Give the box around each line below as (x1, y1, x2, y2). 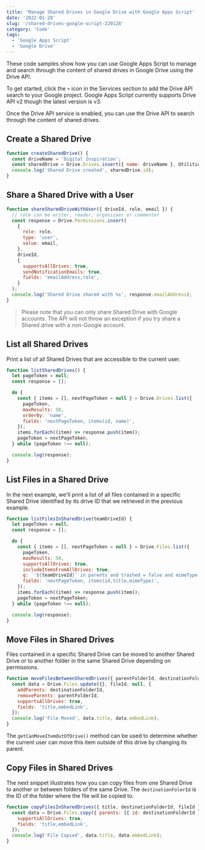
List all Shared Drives (6, 339, 88, 350)
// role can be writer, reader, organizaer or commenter (12, 212, 160, 218)
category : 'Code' (6, 26, 51, 32)
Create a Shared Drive (6, 134, 92, 145)
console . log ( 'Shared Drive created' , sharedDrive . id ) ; (12, 167, 154, 173)
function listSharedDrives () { (6, 367, 86, 374)
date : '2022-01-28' (6, 15, 56, 21)
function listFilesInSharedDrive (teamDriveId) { (6, 516, 132, 522)
